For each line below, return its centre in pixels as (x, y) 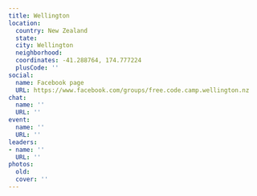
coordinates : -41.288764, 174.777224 (79, 61)
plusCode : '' (37, 68)
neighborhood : (39, 53)
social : (21, 75)
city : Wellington (45, 46)
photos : (21, 165)
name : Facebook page (50, 82)
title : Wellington (39, 16)
